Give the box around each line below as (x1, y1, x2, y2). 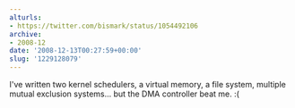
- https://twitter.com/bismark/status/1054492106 (9, 21, 199, 30)
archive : (9, 29, 42, 38)
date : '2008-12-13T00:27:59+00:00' (9, 46, 143, 55)
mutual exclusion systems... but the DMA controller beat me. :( (9, 88, 240, 99)
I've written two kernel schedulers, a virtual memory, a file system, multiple (9, 79, 287, 89)
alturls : (9, 12, 42, 22)
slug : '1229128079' (9, 54, 82, 63)
